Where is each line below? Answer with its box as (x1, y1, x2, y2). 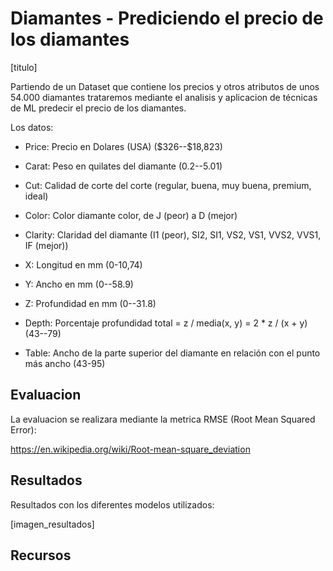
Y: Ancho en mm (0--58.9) (24, 278, 134, 290)
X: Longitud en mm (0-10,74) (24, 258, 143, 271)
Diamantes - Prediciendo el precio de (10, 7, 324, 30)
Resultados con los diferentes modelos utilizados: (10, 498, 215, 511)
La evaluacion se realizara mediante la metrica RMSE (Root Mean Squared (10, 413, 316, 425)
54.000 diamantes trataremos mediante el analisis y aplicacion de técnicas (10, 91, 318, 103)
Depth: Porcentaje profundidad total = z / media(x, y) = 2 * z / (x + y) (24, 317, 308, 329)
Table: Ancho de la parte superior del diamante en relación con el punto (24, 347, 321, 359)
